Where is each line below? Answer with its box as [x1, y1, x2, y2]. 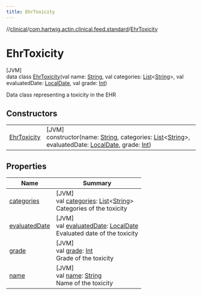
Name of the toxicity [56, 279, 113, 287]
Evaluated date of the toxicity [56, 229, 138, 238]
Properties [6, 161, 47, 171]
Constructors [6, 108, 58, 118]
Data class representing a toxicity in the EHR [6, 91, 116, 98]
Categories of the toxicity [56, 205, 127, 213]
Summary [83, 179, 112, 188]
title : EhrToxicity [6, 8, 55, 15]
